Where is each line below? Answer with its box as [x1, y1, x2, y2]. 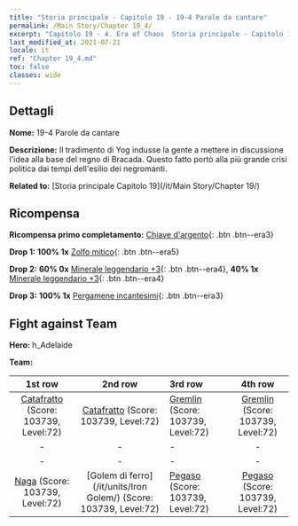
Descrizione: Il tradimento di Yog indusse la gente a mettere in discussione [9, 144, 284, 155]
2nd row [101, 378, 138, 390]
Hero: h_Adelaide [9, 340, 73, 350]
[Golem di [86, 469, 128, 482]
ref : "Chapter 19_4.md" [9, 54, 98, 63]
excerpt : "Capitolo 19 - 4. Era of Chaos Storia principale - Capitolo [9, 29, 284, 38]
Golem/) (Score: [86, 491, 153, 504]
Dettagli [9, 104, 54, 119]
